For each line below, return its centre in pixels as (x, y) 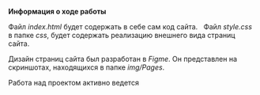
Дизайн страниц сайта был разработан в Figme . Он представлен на (123, 59)
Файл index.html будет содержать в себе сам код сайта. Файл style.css (130, 27)
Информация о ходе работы (57, 11)
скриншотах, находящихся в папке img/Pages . (87, 67)
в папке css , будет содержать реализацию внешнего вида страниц (122, 35)
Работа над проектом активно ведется (74, 83)
